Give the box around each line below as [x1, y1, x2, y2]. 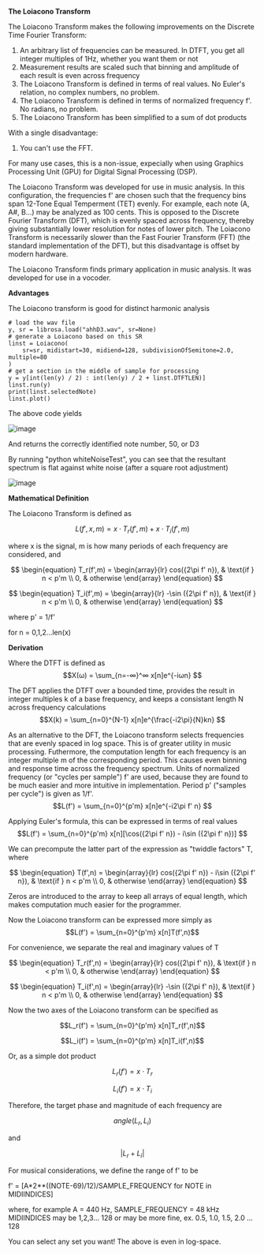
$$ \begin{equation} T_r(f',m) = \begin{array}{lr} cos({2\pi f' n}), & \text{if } [10, 564, 255, 575]
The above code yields [8, 409, 83, 417]
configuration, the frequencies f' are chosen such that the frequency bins [8, 191, 247, 200]
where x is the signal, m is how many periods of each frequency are [8, 541, 229, 551]
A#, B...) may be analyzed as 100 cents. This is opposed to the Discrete [8, 208, 240, 216]
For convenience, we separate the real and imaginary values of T [8, 942, 219, 952]
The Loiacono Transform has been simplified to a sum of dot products [19, 113, 247, 122]
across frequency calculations [8, 702, 106, 712]
